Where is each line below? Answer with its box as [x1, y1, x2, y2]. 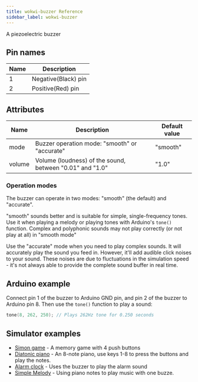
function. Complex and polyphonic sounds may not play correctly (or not [6, 225, 183, 232]
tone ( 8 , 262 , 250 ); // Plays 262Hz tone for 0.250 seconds [6, 312, 154, 318]
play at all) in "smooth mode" [6, 231, 77, 239]
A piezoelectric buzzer [6, 30, 61, 37]
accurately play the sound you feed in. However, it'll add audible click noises [6, 249, 192, 256]
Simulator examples [6, 328, 81, 338]
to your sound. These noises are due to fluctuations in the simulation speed [6, 255, 189, 263]
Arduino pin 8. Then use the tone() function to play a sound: [6, 301, 153, 308]
